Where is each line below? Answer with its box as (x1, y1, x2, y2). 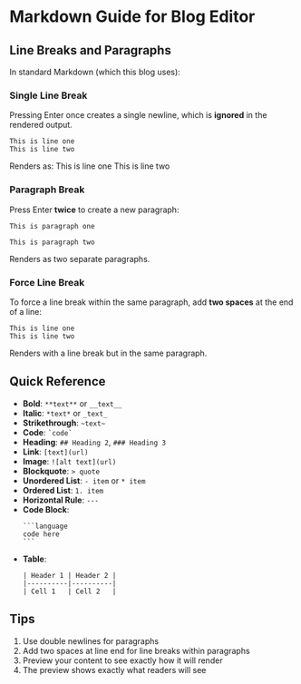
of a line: (9, 306, 43, 317)
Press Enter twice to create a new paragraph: (9, 204, 180, 215)
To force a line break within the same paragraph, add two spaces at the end (9, 297, 294, 308)
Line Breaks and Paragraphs (9, 43, 172, 58)
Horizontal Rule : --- (22, 494, 100, 505)
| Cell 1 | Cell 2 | (22, 587, 117, 596)
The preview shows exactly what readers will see (22, 664, 207, 675)
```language (22, 522, 68, 531)
